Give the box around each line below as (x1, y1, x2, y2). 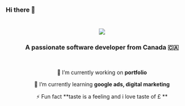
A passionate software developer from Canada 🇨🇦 (24, 43, 180, 51)
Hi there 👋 (5, 6, 36, 14)
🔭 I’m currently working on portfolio (57, 69, 147, 76)
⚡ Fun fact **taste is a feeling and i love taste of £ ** (36, 93, 168, 100)
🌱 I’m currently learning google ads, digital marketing (34, 81, 170, 88)
